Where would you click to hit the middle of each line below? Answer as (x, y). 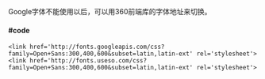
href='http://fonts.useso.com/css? (88, 61)
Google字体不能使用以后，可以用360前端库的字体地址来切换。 (110, 11)
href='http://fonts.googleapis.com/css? (97, 47)
